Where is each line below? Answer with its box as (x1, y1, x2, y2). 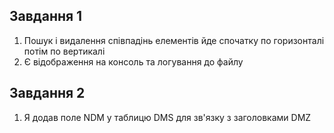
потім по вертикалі (23, 45, 106, 57)
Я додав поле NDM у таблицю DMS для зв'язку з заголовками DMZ (23, 111, 312, 123)
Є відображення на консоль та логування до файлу (23, 55, 244, 68)
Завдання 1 (9, 8, 83, 25)
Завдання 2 (9, 85, 86, 102)
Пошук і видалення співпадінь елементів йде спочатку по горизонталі (23, 34, 325, 46)
